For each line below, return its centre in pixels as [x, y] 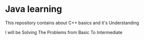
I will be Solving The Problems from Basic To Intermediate [64, 32]
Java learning [34, 9]
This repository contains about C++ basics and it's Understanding [72, 23]
